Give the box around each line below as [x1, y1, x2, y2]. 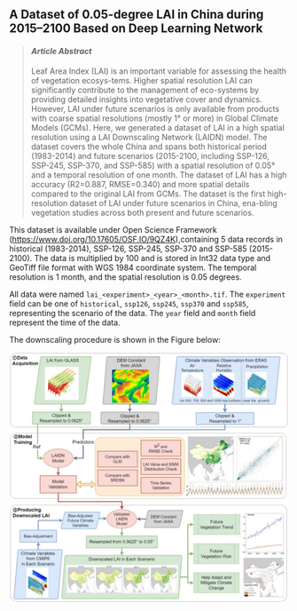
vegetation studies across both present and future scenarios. [30, 207, 254, 218]
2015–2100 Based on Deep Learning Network [9, 21, 263, 36]
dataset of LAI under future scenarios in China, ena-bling [69, 197, 277, 208]
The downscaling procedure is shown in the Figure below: [9, 334, 222, 345]
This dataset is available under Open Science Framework [9, 224, 217, 234]
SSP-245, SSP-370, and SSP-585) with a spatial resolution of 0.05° [30, 160, 276, 171]
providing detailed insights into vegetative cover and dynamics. [30, 93, 262, 105]
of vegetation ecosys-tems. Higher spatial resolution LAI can [30, 75, 253, 85]
